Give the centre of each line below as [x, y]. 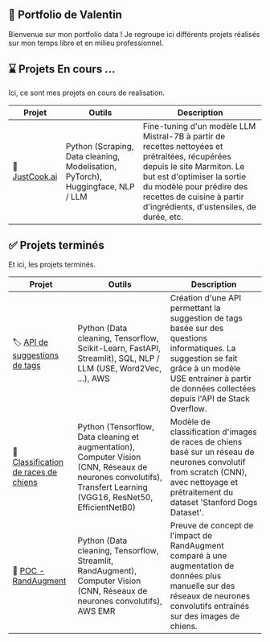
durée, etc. [163, 217]
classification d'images [213, 432]
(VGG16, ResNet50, [115, 498]
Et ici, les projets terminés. [52, 265]
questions [188, 338]
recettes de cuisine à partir [193, 197]
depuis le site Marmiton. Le [194, 166]
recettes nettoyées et [183, 146]
